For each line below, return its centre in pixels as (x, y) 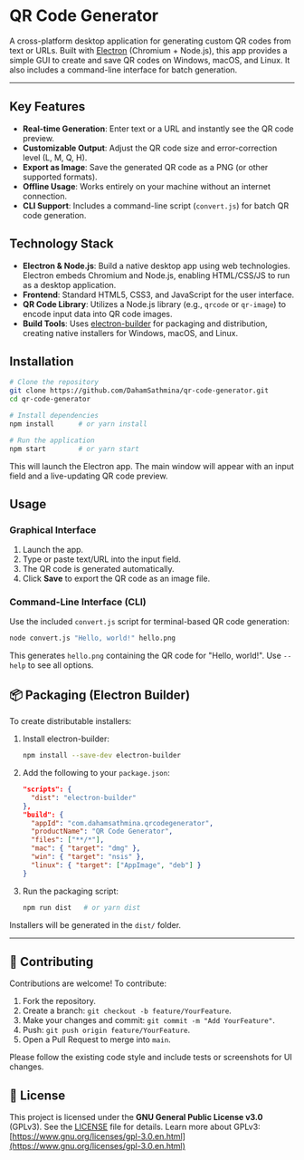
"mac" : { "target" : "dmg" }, (86, 848)
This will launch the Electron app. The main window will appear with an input (152, 466)
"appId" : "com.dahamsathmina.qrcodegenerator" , (123, 823)
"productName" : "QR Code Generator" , (102, 831)
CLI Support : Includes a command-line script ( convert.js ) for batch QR (156, 206)
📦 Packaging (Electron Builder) (100, 695)
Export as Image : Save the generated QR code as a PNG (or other (145, 167)
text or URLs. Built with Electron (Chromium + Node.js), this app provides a (148, 50)
